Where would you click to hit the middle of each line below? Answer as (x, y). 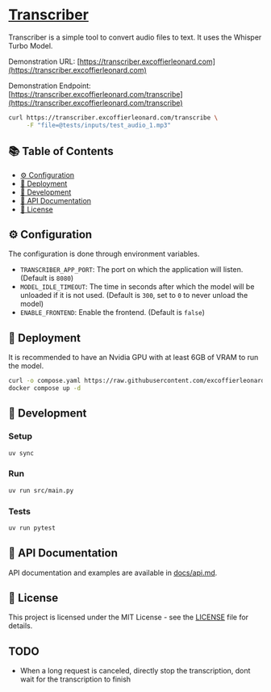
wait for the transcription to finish (75, 679)
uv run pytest (32, 528)
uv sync (21, 453)
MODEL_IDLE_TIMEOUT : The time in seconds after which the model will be (137, 287)
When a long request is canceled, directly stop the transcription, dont (135, 671)
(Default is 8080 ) (47, 278)
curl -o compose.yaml (45, 381)
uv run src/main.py (41, 490)
